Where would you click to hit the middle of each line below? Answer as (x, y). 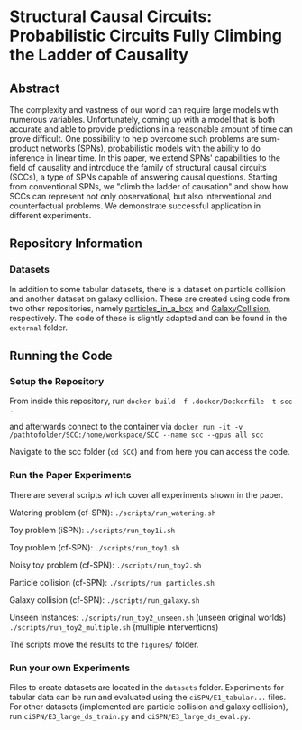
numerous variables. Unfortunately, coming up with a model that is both (142, 120)
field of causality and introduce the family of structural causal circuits (138, 167)
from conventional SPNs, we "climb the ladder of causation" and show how (149, 186)
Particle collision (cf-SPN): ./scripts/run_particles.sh (112, 582)
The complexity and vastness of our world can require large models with (144, 110)
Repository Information (76, 244)
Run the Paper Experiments (70, 476)
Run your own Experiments (70, 668)
